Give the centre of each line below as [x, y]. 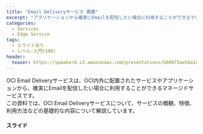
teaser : [21, 62]
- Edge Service [31, 34]
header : [16, 57]
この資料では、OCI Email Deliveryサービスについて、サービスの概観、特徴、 [101, 103]
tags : [13, 40]
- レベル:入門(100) [34, 51]
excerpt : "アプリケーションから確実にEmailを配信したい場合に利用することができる [98, 18]
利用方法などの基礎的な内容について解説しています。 [72, 110]
